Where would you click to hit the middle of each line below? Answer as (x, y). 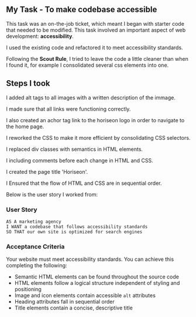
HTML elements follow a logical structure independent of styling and (97, 283)
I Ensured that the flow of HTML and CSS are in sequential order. (84, 183)
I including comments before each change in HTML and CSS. (80, 160)
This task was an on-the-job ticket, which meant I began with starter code (95, 23)
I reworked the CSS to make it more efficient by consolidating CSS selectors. (98, 137)
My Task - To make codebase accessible (82, 10)
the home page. (25, 126)
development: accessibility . (40, 36)
